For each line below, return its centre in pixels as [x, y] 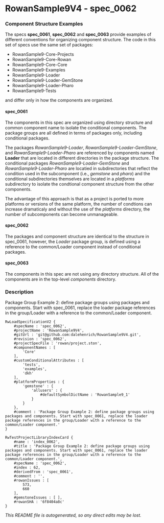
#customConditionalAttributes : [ [49, 360]
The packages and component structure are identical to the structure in [77, 236]
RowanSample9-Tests [34, 91]
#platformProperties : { [39, 382]
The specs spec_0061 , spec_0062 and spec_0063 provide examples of [78, 34]
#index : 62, [27, 468]
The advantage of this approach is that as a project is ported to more [74, 198]
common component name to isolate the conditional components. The [76, 127]
